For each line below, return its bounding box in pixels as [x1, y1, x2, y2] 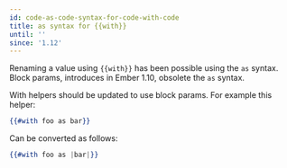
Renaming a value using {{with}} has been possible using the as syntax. [9, 63, 279, 74]
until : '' [9, 30, 47, 39]
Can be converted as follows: [9, 133, 118, 144]
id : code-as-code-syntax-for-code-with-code [9, 13, 180, 22]
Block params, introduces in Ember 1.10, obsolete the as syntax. [9, 73, 245, 84]
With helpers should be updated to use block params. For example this [9, 90, 273, 101]
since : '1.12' [9, 38, 63, 48]
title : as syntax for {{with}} [9, 22, 127, 31]
